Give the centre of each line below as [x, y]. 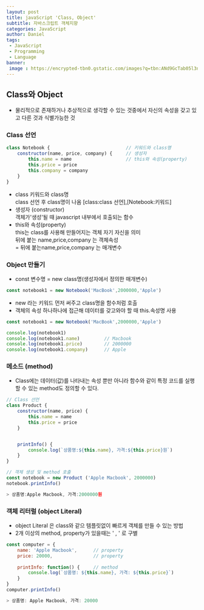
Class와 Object [35, 94]
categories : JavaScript [36, 29]
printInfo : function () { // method [68, 567]
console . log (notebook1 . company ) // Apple [66, 350]
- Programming [27, 52]
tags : [13, 40]
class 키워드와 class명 [42, 194]
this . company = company [58, 171]
